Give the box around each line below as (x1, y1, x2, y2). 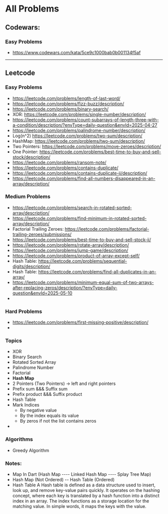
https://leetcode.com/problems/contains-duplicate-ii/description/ (12, 170, 147, 176)
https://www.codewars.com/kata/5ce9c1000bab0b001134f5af (12, 49, 141, 55)
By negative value (19, 407, 57, 414)
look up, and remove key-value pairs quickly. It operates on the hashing (12, 487, 160, 493)
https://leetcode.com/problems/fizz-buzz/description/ (12, 100, 124, 107)
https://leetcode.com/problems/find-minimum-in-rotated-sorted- (12, 215, 147, 221)
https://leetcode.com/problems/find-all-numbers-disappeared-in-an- (12, 175, 156, 181)
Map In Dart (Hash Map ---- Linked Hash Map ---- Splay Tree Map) (12, 471, 151, 477)
